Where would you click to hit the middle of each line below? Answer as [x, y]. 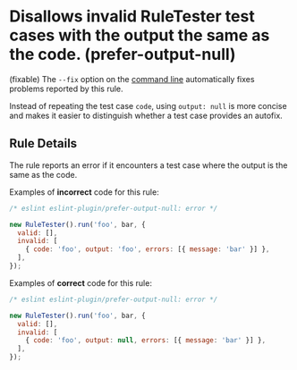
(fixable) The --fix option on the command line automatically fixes [132, 79]
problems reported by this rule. [66, 88]
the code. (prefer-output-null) [123, 55]
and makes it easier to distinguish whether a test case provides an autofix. [146, 115]
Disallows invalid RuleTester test [132, 17]
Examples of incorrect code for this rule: [84, 192]
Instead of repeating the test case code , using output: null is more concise [148, 105]
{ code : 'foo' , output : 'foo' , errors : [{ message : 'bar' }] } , [148, 249]
